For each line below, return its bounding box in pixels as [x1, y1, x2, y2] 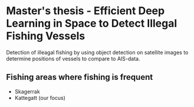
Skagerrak [14, 87, 40, 95]
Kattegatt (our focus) [14, 94, 66, 101]
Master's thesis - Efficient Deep [6, 4, 165, 18]
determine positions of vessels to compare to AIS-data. [6, 55, 140, 62]
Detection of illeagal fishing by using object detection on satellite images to [6, 48, 189, 56]
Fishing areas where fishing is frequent [6, 72, 153, 82]
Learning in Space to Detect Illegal [6, 17, 177, 30]
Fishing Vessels [6, 30, 86, 43]
